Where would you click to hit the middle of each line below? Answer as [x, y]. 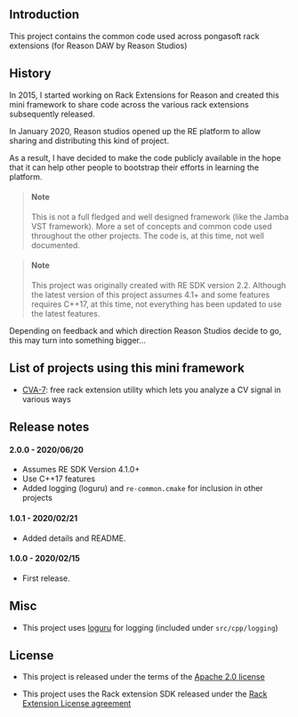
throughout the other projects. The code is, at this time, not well [148, 236]
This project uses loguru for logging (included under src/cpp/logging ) [150, 627]
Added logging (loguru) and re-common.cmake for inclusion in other [143, 488]
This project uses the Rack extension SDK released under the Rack [145, 694]
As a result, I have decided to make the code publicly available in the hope [145, 157]
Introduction [44, 15]
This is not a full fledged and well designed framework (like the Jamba [160, 216]
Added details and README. [74, 538]
